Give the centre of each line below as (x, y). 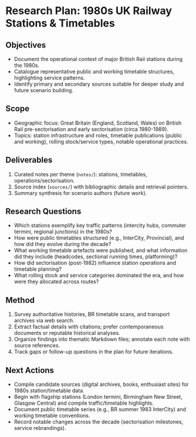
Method (20, 300)
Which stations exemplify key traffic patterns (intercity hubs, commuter (100, 226)
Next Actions (30, 370)
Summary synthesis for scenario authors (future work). (80, 193)
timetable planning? (38, 269)
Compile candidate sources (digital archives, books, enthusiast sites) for (101, 384)
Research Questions (43, 212)
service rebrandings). (40, 428)
